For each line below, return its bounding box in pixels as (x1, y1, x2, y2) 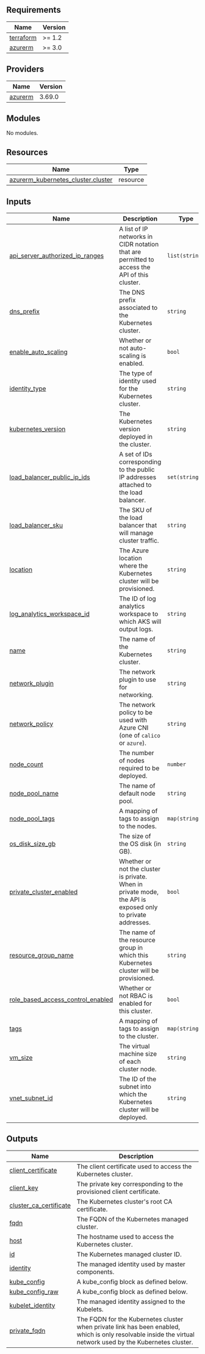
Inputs (6, 196, 32, 207)
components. (76, 1267, 115, 1276)
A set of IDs (118, 450, 153, 459)
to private (118, 910, 146, 919)
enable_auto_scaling (9, 348, 68, 356)
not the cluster (118, 865, 160, 873)
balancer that (118, 521, 157, 530)
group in (118, 943, 143, 952)
